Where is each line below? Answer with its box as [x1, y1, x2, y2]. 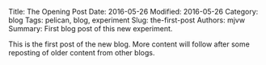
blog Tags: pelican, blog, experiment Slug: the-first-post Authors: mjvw [8, 15, 245, 25]
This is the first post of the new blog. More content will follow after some [8, 39, 251, 49]
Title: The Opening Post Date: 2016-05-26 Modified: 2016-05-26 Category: [8, 7, 259, 16]
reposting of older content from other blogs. [8, 48, 155, 57]
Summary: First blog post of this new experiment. [8, 24, 173, 33]
